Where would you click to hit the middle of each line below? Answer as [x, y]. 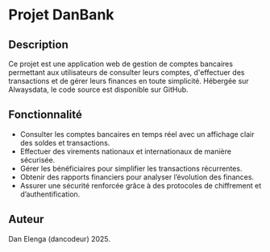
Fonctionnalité [46, 115]
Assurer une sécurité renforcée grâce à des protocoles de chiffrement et [141, 185]
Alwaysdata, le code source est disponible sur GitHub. [98, 89]
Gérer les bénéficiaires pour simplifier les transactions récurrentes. [131, 168]
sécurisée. [37, 159]
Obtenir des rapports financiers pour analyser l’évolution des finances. [137, 177]
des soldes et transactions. [65, 143]
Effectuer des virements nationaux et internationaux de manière [126, 151]
